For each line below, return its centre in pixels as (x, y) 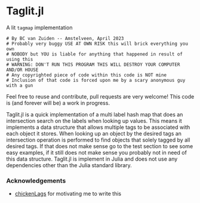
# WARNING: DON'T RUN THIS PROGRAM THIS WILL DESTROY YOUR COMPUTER (93, 64)
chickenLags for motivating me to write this (68, 194)
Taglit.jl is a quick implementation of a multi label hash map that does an (95, 114)
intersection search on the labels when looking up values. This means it (94, 121)
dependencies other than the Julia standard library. (69, 165)
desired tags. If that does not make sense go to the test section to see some (100, 146)
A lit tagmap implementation (39, 27)
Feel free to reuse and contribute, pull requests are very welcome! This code (100, 96)
